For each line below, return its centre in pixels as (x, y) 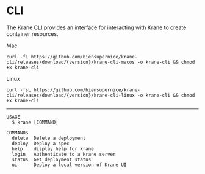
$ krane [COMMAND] (35, 122)
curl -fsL (19, 90)
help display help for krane (53, 149)
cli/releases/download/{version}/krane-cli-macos (71, 62)
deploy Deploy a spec (41, 144)
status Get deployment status (52, 159)
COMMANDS (17, 133)
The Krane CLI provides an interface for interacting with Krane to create (96, 27)
